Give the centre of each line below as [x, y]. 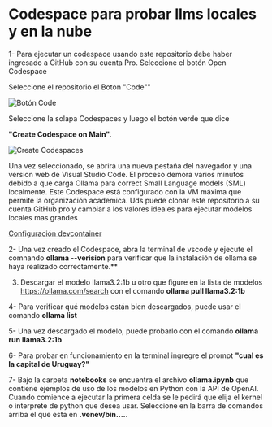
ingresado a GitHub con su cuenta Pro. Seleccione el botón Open [117, 63]
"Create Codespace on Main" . [60, 134]
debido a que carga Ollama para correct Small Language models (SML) [127, 183]
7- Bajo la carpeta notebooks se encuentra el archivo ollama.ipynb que [129, 380]
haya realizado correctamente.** [63, 266]
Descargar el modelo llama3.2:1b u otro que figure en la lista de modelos [141, 282]
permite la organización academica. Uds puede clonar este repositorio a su [134, 200]
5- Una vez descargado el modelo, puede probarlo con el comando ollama [134, 331]
